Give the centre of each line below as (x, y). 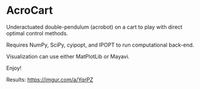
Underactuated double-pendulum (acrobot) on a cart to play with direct (94, 27)
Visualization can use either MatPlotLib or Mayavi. (68, 56)
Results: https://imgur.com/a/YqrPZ (50, 79)
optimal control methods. (37, 33)
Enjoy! (14, 68)
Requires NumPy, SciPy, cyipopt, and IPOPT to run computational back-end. (100, 45)
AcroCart (29, 10)
